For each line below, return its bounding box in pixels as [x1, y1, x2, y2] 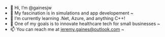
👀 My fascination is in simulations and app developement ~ [10, 10, 134, 16]
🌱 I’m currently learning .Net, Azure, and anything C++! [10, 15, 125, 21]
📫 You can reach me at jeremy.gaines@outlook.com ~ [10, 26, 124, 32]
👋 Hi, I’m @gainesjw [10, 5, 52, 10]
